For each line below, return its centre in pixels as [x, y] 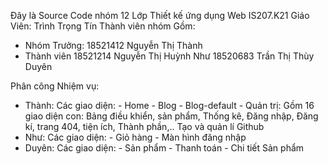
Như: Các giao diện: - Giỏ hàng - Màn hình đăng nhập [135, 137]
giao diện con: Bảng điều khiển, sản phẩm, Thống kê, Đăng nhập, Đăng [171, 116]
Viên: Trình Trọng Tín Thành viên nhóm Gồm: [103, 26]
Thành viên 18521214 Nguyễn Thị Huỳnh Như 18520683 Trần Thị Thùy [169, 56]
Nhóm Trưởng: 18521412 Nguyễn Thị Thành [113, 45]
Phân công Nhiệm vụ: [55, 86]
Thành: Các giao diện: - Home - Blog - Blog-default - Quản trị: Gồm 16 [169, 105]
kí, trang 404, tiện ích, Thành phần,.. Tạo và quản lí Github [144, 126]
